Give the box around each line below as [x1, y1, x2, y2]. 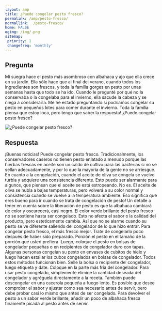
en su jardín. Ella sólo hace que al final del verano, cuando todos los [5, 79, 141, 85]
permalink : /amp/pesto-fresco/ [5, 16, 68, 21]
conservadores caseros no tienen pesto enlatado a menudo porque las [5, 156, 146, 162]
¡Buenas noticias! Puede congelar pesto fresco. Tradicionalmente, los [5, 151, 144, 157]
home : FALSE [5, 25, 29, 30]
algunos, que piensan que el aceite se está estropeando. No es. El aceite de [5, 182, 157, 188]
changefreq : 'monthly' [7, 43, 53, 48]
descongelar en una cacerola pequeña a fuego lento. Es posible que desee [5, 280, 155, 286]
